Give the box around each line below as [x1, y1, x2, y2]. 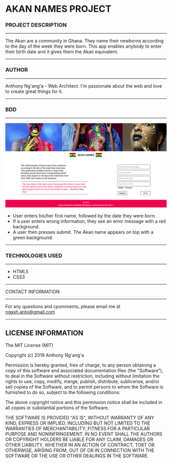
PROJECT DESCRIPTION [5, 22, 67, 29]
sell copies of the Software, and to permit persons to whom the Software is [5, 384, 164, 390]
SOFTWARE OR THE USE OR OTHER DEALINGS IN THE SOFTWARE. [5, 452, 149, 459]
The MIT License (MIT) [5, 342, 54, 348]
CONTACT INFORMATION [5, 289, 60, 295]
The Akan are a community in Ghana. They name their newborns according [5, 38, 164, 44]
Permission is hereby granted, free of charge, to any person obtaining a [5, 362, 156, 368]
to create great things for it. [5, 88, 63, 94]
